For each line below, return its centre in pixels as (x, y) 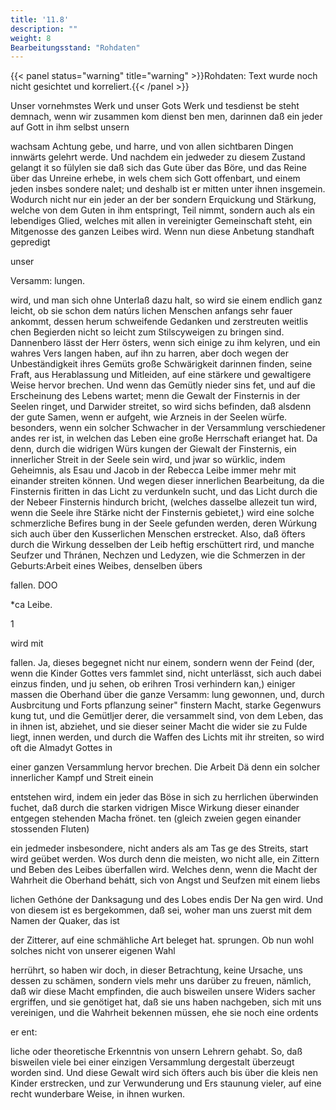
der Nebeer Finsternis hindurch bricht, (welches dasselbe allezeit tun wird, (164, 502)
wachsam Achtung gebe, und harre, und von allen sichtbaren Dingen (152, 147)
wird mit (27, 643)
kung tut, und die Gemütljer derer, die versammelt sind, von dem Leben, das (167, 716)
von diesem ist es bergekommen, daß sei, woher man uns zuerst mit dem (161, 910)
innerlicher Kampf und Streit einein (82, 778)
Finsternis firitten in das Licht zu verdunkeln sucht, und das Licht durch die (164, 492)
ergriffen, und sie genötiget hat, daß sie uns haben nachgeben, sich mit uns (166, 1002)
